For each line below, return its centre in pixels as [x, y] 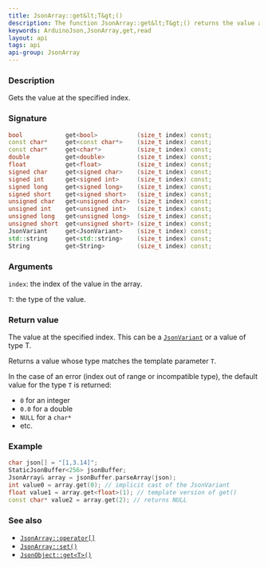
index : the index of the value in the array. [75, 283]
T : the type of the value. [47, 299]
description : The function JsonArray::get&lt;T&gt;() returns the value [132, 23]
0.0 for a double [46, 409]
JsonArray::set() [49, 547]
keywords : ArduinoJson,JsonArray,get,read [80, 30]
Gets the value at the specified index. [69, 98]
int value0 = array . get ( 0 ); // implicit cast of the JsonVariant [119, 485]
